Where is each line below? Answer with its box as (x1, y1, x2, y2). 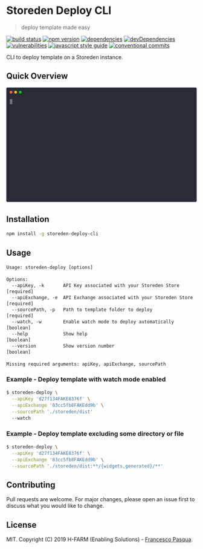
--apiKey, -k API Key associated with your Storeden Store (11, 282, 180, 288)
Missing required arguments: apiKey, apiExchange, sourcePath (6, 361, 166, 367)
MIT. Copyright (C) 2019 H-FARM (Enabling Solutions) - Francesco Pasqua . (6, 536, 193, 543)
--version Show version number (11, 343, 115, 349)
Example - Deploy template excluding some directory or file (6, 429, 184, 438)
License (6, 519, 37, 530)
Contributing (6, 479, 56, 490)
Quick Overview (6, 71, 68, 82)
